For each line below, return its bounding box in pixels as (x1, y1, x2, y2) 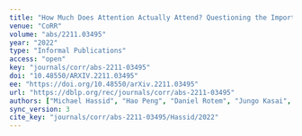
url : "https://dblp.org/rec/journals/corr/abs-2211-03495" (9, 88, 235, 97)
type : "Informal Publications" (9, 47, 127, 55)
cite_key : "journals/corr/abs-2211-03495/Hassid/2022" (9, 113, 219, 122)
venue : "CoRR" (9, 21, 63, 30)
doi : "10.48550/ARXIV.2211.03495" (9, 72, 139, 81)
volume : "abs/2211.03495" (9, 30, 106, 38)
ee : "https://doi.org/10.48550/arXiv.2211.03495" (9, 80, 200, 89)
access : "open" (9, 55, 67, 64)
